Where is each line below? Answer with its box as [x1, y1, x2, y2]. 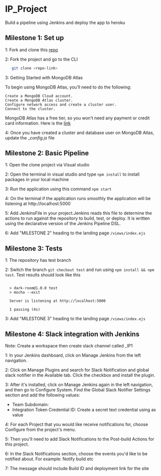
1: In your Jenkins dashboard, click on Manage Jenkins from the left [5, 352, 141, 358]
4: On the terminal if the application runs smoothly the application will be [5, 196, 151, 202]
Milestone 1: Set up [5, 34, 64, 42]
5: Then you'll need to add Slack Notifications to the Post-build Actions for [5, 436, 155, 442]
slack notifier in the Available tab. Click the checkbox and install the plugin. [5, 372, 155, 378]
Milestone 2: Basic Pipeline [5, 149, 89, 158]
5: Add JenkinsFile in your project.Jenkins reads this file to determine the [5, 210, 152, 216]
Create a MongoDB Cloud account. [5, 93, 73, 98]
